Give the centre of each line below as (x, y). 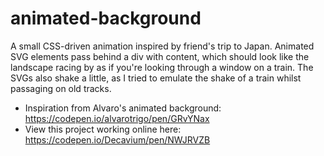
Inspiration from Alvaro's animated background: (123, 108)
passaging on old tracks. (61, 88)
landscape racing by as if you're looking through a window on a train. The (162, 67)
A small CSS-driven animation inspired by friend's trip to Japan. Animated (162, 46)
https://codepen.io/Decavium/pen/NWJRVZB (117, 139)
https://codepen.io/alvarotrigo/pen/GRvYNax (117, 118)
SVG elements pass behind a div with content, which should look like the (160, 56)
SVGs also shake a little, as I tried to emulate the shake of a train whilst (156, 78)
